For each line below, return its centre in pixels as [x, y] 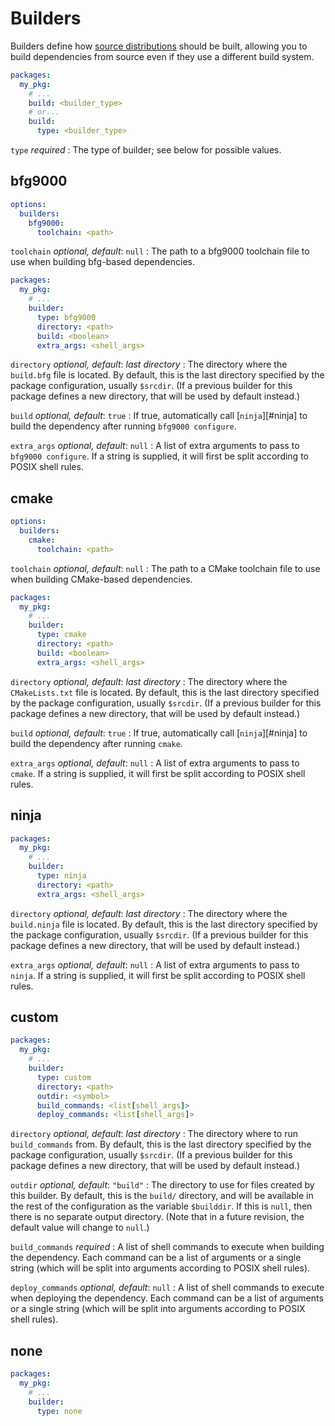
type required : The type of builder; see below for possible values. [146, 150]
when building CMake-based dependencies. [101, 579]
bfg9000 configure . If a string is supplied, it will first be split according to [159, 456]
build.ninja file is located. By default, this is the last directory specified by [164, 924]
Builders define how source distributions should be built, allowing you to [159, 46]
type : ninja [61, 876]
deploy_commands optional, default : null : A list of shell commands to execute [167, 1288]
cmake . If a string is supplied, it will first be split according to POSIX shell [158, 773]
